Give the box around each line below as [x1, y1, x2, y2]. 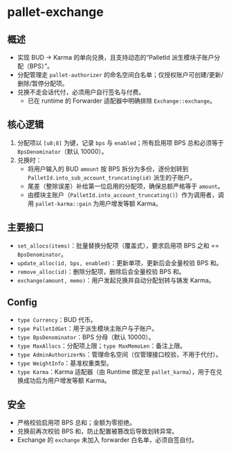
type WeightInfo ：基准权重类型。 [17, 359, 113, 368]
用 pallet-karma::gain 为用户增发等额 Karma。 [27, 199, 163, 207]
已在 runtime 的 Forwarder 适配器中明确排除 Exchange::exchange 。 [27, 96, 216, 105]
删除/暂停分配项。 [17, 79, 68, 87]
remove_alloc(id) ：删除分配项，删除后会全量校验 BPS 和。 [17, 267, 185, 275]
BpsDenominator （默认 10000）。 [17, 147, 108, 155]
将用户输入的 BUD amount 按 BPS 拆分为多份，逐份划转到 [27, 164, 189, 173]
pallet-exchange [7, 4, 104, 20]
